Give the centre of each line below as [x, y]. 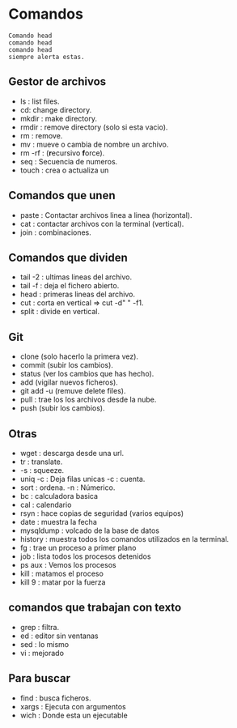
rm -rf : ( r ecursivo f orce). [62, 153]
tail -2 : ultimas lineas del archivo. [76, 277]
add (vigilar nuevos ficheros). [69, 382]
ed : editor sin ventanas [59, 636]
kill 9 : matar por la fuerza [63, 582]
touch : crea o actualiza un [64, 170]
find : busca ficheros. [55, 698]
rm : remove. [41, 135]
